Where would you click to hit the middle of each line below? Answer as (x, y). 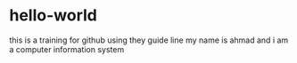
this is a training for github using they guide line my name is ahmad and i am (149, 40)
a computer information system (67, 49)
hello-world (54, 16)
